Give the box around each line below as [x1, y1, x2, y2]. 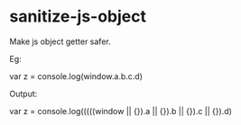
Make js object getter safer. [9, 36, 111, 47]
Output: [9, 88, 38, 99]
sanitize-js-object [9, 6, 147, 27]
